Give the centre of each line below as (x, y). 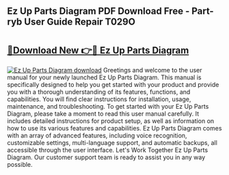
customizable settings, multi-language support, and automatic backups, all (112, 143)
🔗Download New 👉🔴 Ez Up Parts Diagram (98, 50)
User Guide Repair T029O (79, 22)
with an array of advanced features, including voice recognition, (97, 135)
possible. (20, 164)
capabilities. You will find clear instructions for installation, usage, (99, 99)
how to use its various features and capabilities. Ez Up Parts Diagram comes (114, 128)
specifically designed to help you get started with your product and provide (113, 84)
